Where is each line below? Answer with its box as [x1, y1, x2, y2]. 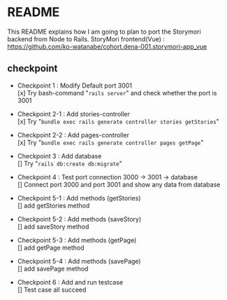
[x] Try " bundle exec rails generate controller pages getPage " [17, 138, 204, 146]
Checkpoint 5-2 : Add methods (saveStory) [17, 214, 142, 223]
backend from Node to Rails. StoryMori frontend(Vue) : [7, 34, 166, 43]
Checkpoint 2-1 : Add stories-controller [17, 109, 131, 118]
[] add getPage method [17, 243, 85, 252]
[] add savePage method [17, 264, 89, 273]
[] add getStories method [17, 201, 90, 210]
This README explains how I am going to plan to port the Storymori [7, 27, 201, 36]
